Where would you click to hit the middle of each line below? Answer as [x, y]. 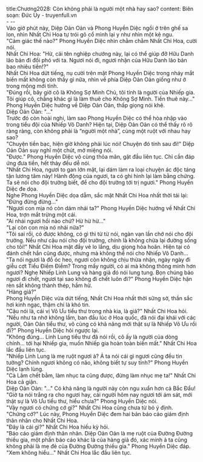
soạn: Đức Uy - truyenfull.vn [42, 15]
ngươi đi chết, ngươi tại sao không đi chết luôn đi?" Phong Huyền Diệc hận [99, 279]
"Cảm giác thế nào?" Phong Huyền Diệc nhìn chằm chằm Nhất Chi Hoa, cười [101, 41]
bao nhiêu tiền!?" [28, 67]
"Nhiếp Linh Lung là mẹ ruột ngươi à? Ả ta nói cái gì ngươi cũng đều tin [95, 356]
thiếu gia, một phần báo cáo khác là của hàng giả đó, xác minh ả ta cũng [97, 440]
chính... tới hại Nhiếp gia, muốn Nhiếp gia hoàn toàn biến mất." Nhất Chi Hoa [101, 343]
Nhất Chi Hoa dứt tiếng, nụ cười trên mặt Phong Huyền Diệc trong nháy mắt [100, 73]
